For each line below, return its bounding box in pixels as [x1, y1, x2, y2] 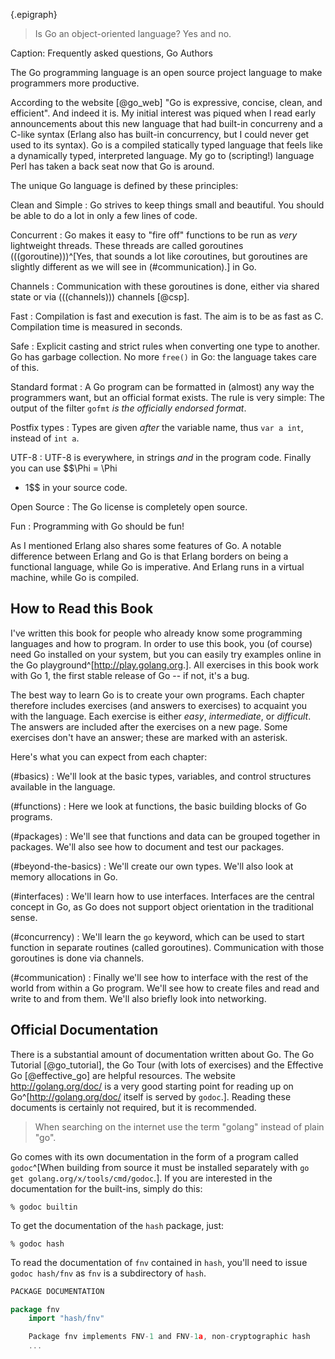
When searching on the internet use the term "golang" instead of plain [34, 1120, 325, 1133]
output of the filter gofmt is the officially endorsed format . [10, 402, 247, 414]
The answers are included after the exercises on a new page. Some [10, 720, 288, 733]
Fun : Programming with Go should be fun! [10, 520, 185, 532]
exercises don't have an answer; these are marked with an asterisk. [10, 731, 288, 743]
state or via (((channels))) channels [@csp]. [10, 291, 190, 303]
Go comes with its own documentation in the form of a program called [10, 1150, 299, 1163]
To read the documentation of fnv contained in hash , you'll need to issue [10, 1256, 308, 1268]
